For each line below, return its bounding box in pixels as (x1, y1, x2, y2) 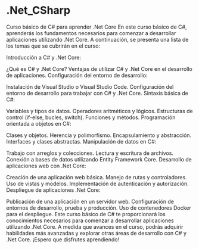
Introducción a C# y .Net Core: (6, 54, 82, 61)
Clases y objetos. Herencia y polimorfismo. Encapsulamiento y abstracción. (6, 132, 192, 139)
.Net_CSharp (6, 4, 70, 17)
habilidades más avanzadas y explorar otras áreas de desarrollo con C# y (6, 229, 186, 236)
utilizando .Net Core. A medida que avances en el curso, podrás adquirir (6, 223, 184, 230)
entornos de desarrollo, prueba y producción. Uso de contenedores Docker (6, 204, 192, 211)
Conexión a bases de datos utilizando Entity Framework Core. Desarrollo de (6, 155, 192, 163)
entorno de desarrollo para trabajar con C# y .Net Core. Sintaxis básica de (6, 89, 189, 97)
